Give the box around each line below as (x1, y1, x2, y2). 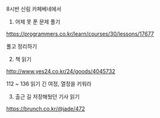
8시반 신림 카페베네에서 (6, 5, 62, 12)
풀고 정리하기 (6, 43, 37, 50)
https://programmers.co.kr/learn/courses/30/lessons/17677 (6, 30, 155, 38)
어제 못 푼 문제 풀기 (14, 18, 60, 25)
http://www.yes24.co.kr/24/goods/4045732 (6, 68, 116, 74)
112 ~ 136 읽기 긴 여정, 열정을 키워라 (6, 80, 92, 87)
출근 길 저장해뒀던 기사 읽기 (14, 93, 80, 100)
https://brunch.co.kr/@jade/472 (6, 105, 86, 112)
